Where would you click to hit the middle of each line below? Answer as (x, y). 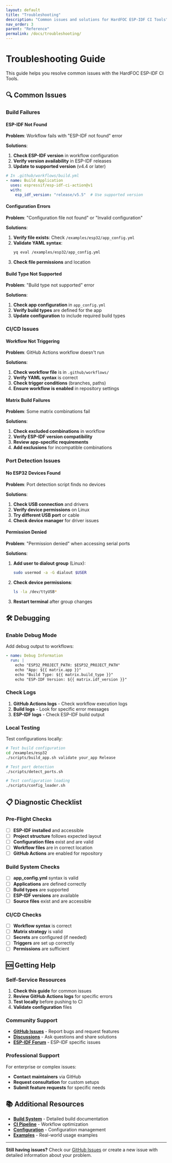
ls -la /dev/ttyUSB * (35, 592)
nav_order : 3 (20, 24)
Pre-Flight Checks (29, 819)
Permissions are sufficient (41, 949)
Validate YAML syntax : (38, 243)
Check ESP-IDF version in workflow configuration (66, 156)
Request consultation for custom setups (56, 1082)
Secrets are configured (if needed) (50, 937)
